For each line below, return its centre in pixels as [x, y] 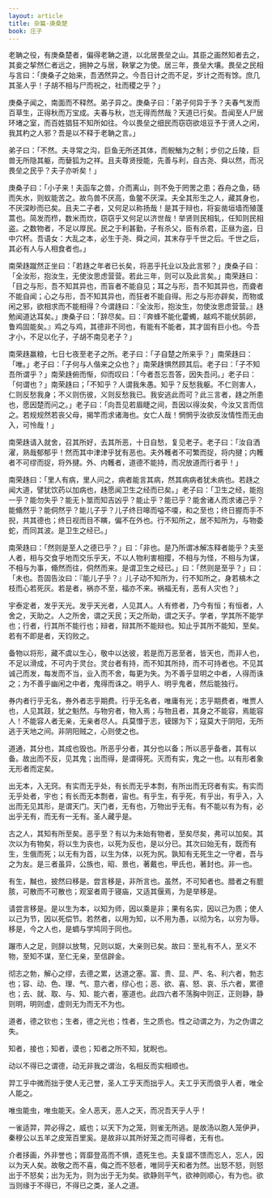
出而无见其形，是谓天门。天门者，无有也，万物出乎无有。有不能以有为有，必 [136, 806]
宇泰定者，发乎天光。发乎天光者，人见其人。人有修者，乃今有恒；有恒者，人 [136, 606]
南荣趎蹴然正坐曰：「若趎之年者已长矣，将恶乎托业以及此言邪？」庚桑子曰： [134, 266]
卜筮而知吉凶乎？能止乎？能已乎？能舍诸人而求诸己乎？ [171, 500]
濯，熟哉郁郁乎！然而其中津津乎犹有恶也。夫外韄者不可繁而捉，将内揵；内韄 [136, 453]
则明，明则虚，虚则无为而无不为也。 [69, 1004]
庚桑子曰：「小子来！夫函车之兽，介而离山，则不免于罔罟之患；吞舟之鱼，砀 [134, 188]
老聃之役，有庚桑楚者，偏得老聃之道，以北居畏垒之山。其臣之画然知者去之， [136, 55]
